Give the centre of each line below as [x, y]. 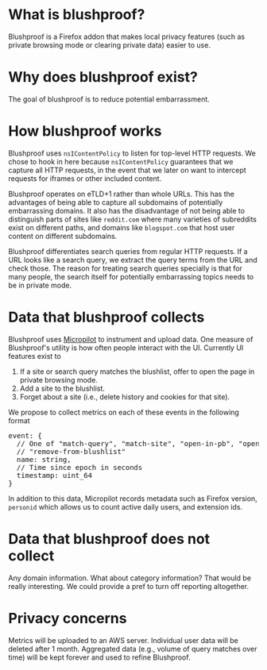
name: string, [44, 459]
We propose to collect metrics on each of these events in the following [124, 412]
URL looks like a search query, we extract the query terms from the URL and [133, 260]
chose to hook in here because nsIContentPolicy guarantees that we [121, 161]
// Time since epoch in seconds [79, 467]
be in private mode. [40, 285]
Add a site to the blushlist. [62, 388]
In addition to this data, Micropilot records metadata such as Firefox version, [133, 499]
